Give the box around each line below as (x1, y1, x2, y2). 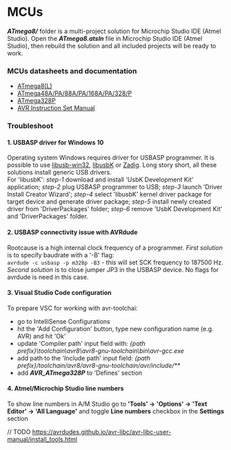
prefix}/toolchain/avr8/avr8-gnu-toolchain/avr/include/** (17, 361, 181, 369)
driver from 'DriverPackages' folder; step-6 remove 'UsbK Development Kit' (7, 205, 223, 213)
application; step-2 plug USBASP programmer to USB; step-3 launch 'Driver (7, 183, 223, 191)
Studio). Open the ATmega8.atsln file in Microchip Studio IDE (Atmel (7, 34, 203, 42)
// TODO (7, 427, 31, 436)
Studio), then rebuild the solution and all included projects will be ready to (7, 41, 217, 50)
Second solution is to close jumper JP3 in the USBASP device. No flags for (7, 265, 219, 273)
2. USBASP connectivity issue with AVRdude (7, 228, 138, 236)
